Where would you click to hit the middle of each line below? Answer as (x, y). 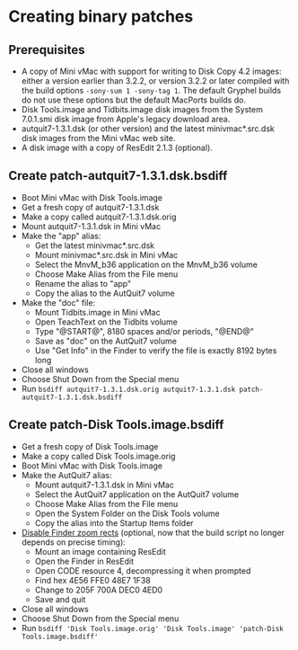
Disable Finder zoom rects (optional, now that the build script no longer (153, 532)
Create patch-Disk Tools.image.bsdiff (116, 425)
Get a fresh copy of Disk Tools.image (90, 446)
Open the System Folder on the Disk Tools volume (127, 513)
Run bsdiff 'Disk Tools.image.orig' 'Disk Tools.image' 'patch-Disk (152, 628)
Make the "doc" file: (58, 302)
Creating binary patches (101, 17)
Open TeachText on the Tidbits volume (106, 322)
